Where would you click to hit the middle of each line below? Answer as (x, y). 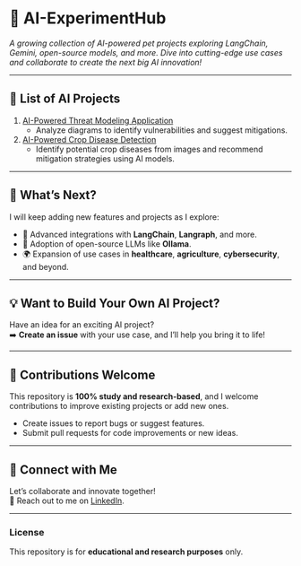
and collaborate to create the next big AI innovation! (106, 62)
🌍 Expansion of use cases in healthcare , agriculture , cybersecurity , (151, 254)
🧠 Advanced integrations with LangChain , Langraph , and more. (140, 234)
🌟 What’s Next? (53, 195)
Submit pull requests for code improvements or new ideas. (130, 433)
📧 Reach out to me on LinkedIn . (67, 501)
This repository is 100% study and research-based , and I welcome (134, 396)
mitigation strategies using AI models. (105, 158)
